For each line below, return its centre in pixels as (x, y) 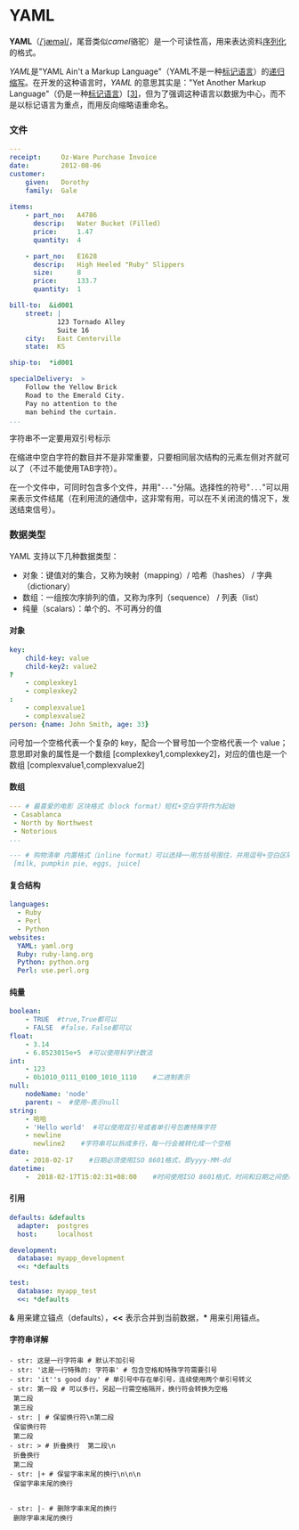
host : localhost (55, 1234)
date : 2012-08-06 (55, 166)
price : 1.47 (63, 232)
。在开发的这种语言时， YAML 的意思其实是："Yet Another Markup (146, 82)
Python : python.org (53, 963)
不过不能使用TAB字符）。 (77, 468)
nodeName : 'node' (57, 1095)
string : (24, 1111)
